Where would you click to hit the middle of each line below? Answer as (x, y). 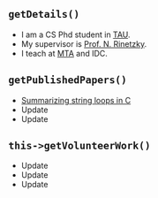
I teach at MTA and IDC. (64, 53)
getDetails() (44, 15)
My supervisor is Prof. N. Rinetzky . (84, 43)
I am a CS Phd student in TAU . (75, 34)
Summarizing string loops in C (76, 100)
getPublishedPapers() (68, 80)
